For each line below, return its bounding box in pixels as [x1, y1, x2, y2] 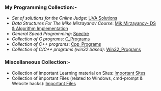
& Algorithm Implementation [11, 26, 68, 31]
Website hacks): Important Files [11, 80, 76, 86]
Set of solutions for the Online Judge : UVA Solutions [11, 15, 117, 21]
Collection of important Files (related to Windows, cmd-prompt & [11, 75, 143, 81]
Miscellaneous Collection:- [4, 59, 71, 65]
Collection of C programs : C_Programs [11, 36, 90, 42]
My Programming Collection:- [4, 4, 77, 11]
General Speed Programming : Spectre [11, 31, 89, 37]
